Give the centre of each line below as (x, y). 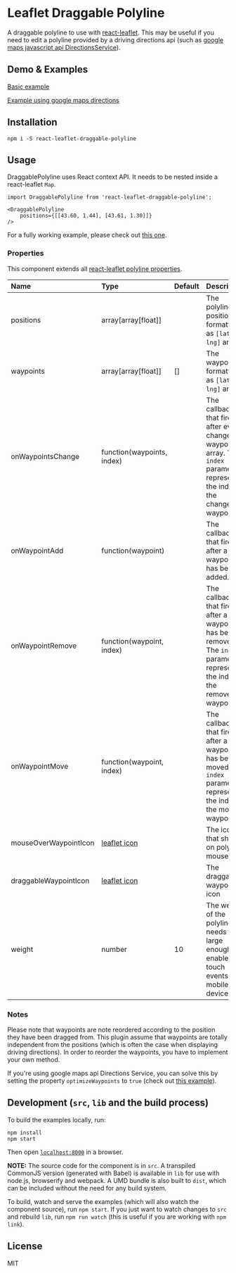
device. (218, 993)
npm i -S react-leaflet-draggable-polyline (72, 139)
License (25, 1247)
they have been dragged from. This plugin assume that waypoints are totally (118, 1037)
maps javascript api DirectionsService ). (64, 47)
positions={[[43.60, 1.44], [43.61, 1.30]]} (86, 216)
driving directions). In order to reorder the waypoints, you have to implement (118, 1052)
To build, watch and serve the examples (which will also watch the (103, 1201)
